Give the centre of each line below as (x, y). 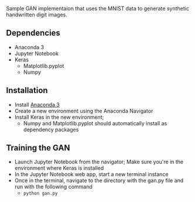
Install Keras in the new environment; (59, 117)
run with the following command (53, 187)
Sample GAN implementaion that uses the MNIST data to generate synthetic (97, 8)
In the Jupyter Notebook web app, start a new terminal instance (91, 174)
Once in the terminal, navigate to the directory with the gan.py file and (99, 180)
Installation (27, 90)
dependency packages (51, 129)
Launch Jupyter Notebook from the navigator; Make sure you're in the (99, 162)
